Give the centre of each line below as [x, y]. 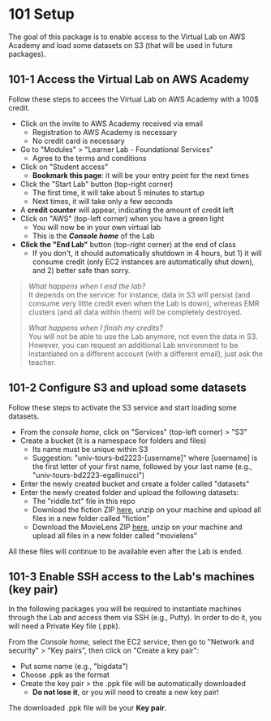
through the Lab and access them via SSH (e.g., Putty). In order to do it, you [135, 618]
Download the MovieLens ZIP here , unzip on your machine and [137, 527]
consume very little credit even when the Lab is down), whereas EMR [144, 303]
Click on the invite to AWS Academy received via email [111, 124]
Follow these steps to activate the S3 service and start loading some [123, 407]
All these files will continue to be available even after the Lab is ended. [126, 551]
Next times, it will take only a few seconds [102, 201]
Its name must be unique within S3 [90, 449]
